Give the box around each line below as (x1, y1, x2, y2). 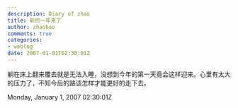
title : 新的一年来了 (7, 17, 62, 24)
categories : (7, 37, 42, 44)
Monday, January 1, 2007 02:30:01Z (7, 92, 113, 101)
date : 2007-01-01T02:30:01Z (7, 50, 91, 57)
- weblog (7, 43, 33, 50)
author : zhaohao (7, 23, 55, 30)
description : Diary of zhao (7, 10, 91, 18)
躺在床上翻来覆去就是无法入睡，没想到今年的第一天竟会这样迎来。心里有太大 (7, 70, 231, 78)
